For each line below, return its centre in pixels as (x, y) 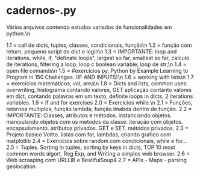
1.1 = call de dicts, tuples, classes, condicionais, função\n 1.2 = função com (99, 45)
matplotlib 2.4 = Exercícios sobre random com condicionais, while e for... (97, 141)
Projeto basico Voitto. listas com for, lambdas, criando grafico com (89, 134)
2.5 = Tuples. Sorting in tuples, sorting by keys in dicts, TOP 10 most (91, 147)
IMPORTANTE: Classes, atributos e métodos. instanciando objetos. (89, 115)
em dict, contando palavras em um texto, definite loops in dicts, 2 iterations (100, 96)
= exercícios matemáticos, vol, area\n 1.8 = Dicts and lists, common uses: (97, 83)
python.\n (18, 33)
